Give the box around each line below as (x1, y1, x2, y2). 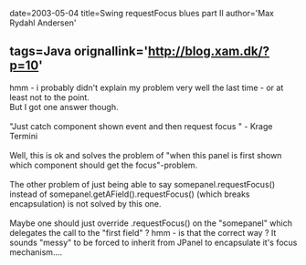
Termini (9, 130, 38, 141)
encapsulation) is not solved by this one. (9, 198, 162, 209)
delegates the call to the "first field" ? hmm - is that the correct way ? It (9, 227, 277, 238)
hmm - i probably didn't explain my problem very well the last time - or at (9, 82, 284, 93)
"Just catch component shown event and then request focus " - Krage (9, 120, 273, 131)
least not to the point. (9, 91, 90, 103)
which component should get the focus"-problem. (9, 159, 198, 170)
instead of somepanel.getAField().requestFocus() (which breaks (9, 189, 250, 199)
